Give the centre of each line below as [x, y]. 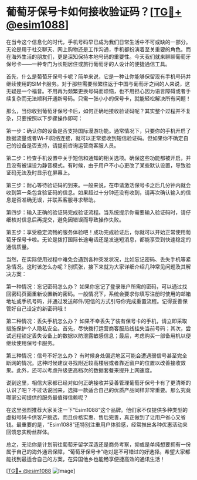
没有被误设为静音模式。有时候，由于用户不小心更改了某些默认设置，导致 [98, 165]
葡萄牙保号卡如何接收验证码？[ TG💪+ [94, 12]
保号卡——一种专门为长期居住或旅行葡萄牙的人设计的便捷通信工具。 [88, 64]
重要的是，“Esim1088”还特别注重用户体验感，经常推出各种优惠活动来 [105, 424]
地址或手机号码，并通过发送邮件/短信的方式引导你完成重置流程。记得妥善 [94, 301]
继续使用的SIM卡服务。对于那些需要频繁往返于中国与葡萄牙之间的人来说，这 [98, 83]
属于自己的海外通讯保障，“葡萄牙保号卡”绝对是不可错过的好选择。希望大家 [96, 452]
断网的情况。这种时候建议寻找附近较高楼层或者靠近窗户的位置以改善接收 [93, 362]
